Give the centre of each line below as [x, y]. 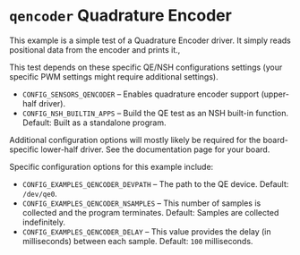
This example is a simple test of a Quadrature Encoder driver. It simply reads [150, 40]
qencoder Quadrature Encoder [121, 16]
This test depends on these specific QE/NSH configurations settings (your [146, 67]
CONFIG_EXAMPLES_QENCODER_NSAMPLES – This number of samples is [141, 203]
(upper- [275, 94]
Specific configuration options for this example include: [111, 166]
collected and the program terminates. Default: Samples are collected [150, 212]
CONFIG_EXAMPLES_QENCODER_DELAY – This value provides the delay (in [146, 231]
